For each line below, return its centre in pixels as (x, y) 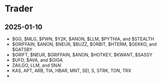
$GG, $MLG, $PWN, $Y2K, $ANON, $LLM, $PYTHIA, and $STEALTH (83, 39)
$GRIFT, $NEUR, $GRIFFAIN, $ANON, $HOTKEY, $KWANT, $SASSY (82, 55)
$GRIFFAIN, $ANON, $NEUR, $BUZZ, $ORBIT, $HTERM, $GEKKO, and (84, 44)
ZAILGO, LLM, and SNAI (37, 65)
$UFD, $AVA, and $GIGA (37, 60)
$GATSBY (22, 49)
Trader (19, 9)
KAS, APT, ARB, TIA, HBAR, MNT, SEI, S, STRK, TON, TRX (71, 71)
